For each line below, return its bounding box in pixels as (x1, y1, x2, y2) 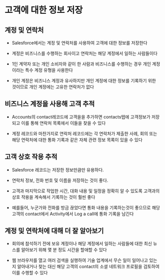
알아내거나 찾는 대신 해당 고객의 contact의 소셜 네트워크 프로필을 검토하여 (17, 264, 160, 270)
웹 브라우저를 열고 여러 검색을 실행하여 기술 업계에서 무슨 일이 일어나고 (11, 257, 148, 263)
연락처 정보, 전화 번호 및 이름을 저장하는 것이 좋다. (11, 177, 109, 183)
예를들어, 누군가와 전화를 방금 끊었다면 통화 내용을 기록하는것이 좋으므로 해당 (11, 204, 161, 211)
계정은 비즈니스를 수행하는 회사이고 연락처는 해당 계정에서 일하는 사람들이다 (11, 51, 158, 56)
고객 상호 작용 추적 (4, 153, 57, 161)
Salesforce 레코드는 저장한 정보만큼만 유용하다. (11, 167, 104, 172)
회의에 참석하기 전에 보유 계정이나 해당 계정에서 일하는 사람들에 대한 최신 (11, 241, 152, 247)
